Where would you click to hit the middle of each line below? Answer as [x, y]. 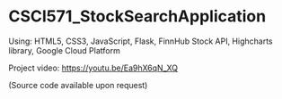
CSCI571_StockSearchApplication [137, 16]
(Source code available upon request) [78, 85]
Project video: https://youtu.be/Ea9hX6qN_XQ [93, 68]
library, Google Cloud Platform [64, 50]
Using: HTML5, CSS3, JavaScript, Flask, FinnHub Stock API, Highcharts [141, 41]
